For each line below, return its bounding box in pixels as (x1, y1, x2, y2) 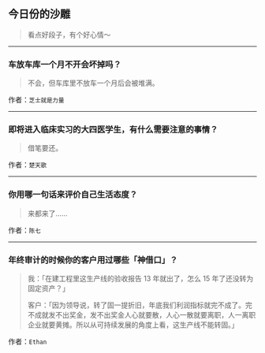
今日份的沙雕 (8, 7, 71, 21)
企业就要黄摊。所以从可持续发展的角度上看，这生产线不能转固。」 (27, 320, 239, 329)
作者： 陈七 (8, 225, 41, 235)
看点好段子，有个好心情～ (27, 30, 111, 39)
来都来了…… (27, 208, 68, 218)
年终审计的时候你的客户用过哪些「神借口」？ (8, 255, 178, 266)
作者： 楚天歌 (8, 160, 47, 169)
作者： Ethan (8, 337, 47, 346)
